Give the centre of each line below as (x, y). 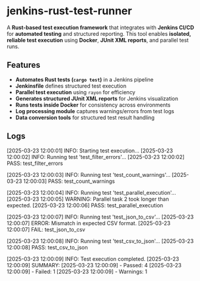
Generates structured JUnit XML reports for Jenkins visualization (97, 98)
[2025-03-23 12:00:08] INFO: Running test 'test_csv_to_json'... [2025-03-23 (100, 241)
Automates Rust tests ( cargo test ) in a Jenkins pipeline (84, 79)
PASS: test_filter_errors (35, 163)
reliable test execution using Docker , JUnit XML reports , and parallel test (98, 40)
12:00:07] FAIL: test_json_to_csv (46, 229)
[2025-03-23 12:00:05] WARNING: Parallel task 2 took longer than (88, 199)
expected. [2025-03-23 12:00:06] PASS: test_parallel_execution (85, 205)
